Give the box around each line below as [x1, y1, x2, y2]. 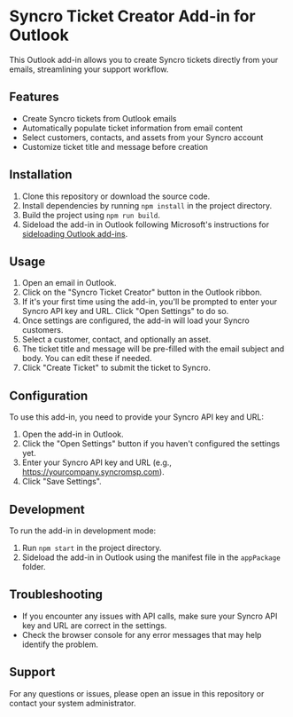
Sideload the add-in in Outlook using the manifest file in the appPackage [21, 552, 281, 563]
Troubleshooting [9, 587, 104, 603]
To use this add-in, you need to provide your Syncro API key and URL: [9, 412, 264, 422]
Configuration [9, 388, 89, 403]
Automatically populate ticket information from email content [21, 122, 243, 133]
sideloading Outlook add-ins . [21, 228, 128, 239]
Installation [9, 167, 73, 183]
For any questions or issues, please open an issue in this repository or [9, 688, 265, 698]
